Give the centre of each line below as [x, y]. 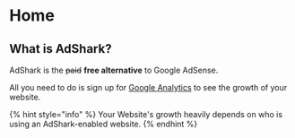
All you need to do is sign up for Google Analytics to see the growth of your [148, 87]
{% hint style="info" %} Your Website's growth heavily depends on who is [146, 114]
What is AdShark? [61, 49]
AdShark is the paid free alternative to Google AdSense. [114, 70]
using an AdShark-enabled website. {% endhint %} [104, 124]
